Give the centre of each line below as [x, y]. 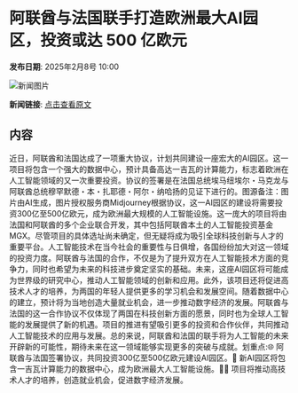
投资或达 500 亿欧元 [114, 40]
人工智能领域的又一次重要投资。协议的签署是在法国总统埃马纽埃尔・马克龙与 [149, 180]
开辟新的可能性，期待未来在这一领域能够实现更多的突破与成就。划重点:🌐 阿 [147, 346]
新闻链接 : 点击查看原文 [50, 104]
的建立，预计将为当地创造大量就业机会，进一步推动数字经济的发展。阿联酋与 [149, 302]
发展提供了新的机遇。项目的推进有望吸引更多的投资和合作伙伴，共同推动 [157, 324]
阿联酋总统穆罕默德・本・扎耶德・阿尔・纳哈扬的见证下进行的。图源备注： [145, 191]
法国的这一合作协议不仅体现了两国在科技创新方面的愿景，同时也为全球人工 [145, 313]
